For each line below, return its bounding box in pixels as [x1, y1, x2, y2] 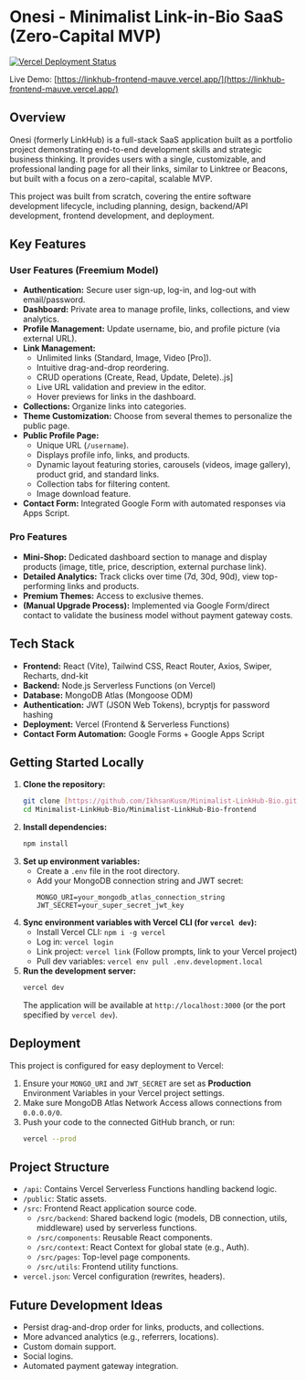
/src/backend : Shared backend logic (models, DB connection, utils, [36, 1213, 288, 1224]
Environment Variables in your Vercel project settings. [22, 1087, 226, 1098]
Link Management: [22, 342, 96, 353]
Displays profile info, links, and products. [36, 449, 190, 460]
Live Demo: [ [9, 73, 58, 84]
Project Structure [9, 1159, 110, 1175]
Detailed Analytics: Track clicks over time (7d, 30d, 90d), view [22, 571, 260, 582]
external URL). [22, 333, 78, 344]
